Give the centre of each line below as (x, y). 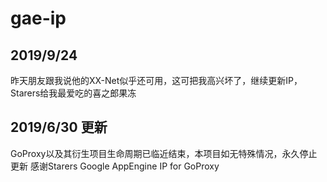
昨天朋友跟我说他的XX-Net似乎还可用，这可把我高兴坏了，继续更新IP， (156, 80)
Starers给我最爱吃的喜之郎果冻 (73, 93)
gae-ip (38, 18)
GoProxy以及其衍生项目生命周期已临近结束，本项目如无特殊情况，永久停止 (164, 153)
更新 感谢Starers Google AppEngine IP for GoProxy (115, 166)
